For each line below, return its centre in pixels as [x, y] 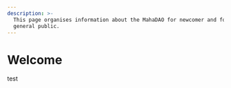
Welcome [35, 60]
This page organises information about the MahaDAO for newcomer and [115, 20]
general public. [36, 26]
